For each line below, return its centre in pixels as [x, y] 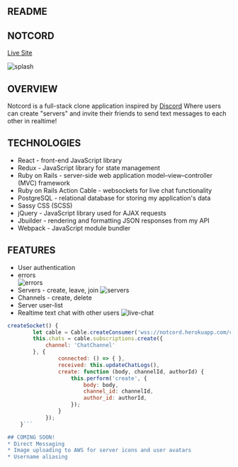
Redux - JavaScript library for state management [89, 168]
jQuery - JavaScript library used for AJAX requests [92, 213]
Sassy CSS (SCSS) [45, 206]
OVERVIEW [33, 89]
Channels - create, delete [55, 298]
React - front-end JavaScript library [70, 160]
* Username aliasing [38, 457]
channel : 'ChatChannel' [80, 345]
